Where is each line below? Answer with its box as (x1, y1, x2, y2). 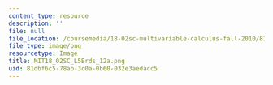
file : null (8, 27, 45, 35)
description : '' (8, 19, 63, 28)
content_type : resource (8, 11, 89, 20)
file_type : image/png (8, 42, 82, 50)
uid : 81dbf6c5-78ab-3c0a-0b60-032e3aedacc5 (8, 65, 158, 73)
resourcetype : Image (8, 49, 79, 57)
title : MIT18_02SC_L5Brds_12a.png (8, 57, 126, 66)
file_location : (8, 34, 60, 43)
